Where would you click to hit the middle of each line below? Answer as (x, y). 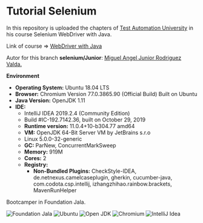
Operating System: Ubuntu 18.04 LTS (62, 87)
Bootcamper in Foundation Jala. (46, 202)
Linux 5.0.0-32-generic (53, 139)
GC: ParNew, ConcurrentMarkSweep (70, 145)
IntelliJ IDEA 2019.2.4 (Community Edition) (77, 113)
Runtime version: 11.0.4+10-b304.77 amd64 (79, 126)
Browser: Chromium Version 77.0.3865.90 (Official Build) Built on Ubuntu (106, 94)
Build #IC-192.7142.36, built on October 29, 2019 (85, 120)
